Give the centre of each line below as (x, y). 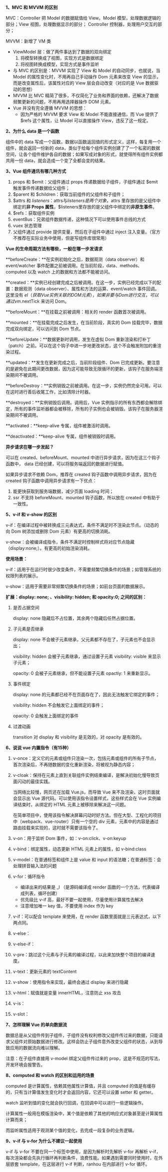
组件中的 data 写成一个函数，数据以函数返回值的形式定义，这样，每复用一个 (84, 142)
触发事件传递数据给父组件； (41, 188)
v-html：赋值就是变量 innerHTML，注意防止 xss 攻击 (67, 993)
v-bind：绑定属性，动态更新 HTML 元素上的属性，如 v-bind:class (80, 849)
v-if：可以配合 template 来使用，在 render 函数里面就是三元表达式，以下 (87, 916)
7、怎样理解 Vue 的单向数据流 (36, 1025)
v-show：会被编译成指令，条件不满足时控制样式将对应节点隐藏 (70, 542)
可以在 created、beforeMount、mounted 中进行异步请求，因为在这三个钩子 (83, 457)
